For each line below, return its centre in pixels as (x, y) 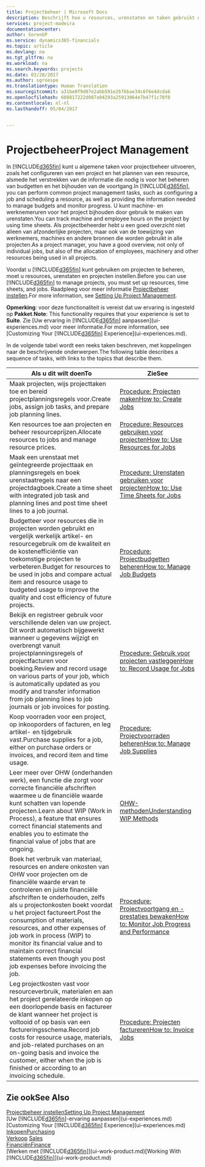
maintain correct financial (46, 951)
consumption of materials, (47, 920)
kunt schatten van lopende (48, 803)
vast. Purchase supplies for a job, (56, 740)
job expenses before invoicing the (58, 966)
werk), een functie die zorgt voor (56, 780)
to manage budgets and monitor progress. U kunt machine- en (85, 206)
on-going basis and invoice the (54, 1053)
